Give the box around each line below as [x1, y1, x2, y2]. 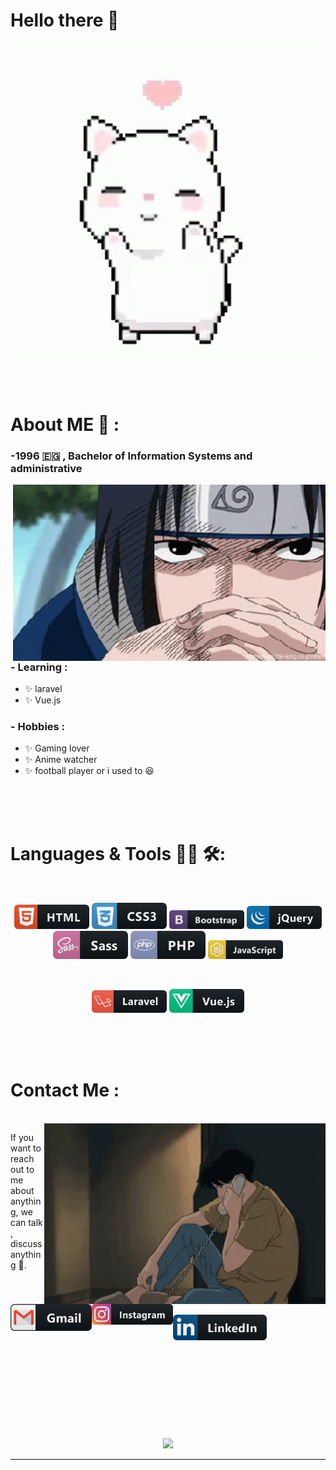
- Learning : [10, 660, 68, 674]
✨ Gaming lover [24, 742, 90, 754]
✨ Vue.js [24, 694, 62, 706]
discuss [10, 1238, 43, 1250]
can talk [10, 1217, 43, 1229]
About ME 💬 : [10, 414, 120, 436]
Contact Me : [10, 1079, 120, 1102]
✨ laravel [24, 682, 63, 694]
